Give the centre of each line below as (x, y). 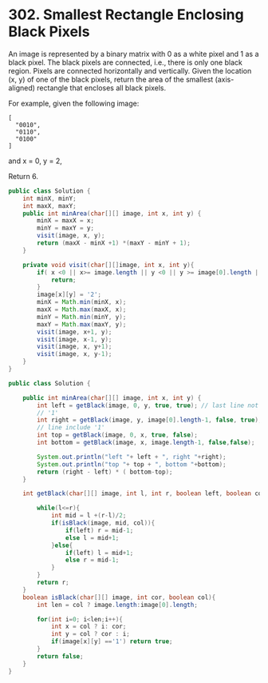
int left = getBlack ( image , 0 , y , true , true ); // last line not (148, 405)
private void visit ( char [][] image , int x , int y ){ (108, 265)
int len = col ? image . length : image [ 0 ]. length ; (117, 605)
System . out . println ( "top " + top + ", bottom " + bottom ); (132, 464)
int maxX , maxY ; (50, 206)
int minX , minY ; (50, 198)
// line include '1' (71, 428)
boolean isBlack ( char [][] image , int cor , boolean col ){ (119, 597)
